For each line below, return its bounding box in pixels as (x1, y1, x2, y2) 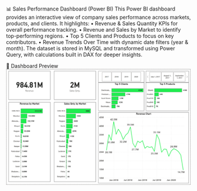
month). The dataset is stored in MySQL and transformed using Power (6, 45, 175, 52)
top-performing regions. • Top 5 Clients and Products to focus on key (6, 32, 174, 39)
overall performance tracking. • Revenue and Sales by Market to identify (6, 26, 181, 33)
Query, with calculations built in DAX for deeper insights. (6, 51, 142, 58)
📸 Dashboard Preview (6, 63, 59, 69)
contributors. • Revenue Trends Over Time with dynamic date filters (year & (6, 39, 189, 46)
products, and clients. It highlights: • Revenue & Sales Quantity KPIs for (6, 20, 178, 27)
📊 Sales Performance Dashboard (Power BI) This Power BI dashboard (6, 5, 176, 12)
